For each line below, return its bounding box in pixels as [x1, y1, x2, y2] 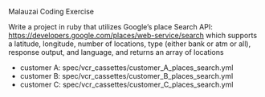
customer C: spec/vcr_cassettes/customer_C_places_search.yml [19, 80, 234, 89]
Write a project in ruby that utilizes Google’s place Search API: [8, 22, 213, 31]
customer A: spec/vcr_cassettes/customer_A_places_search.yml [19, 63, 234, 72]
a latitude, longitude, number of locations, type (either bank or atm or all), [8, 39, 251, 48]
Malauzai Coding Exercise [8, 7, 95, 16]
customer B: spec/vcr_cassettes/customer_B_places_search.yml [19, 72, 234, 80]
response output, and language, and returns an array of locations [8, 48, 224, 56]
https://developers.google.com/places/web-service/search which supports [8, 31, 258, 40]
